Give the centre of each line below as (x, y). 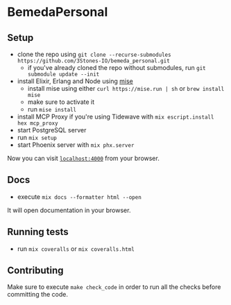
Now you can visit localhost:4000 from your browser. (83, 158)
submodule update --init (63, 74)
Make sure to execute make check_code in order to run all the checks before (114, 287)
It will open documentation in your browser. (69, 210)
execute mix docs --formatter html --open (79, 197)
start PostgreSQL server (52, 130)
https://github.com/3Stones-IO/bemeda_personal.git (93, 61)
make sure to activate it (61, 102)
